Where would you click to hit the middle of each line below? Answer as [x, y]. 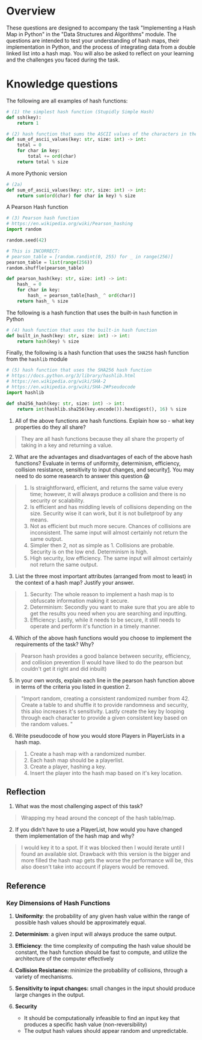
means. [39, 520]
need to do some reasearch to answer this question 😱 [82, 476]
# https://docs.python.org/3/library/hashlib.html [71, 376]
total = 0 [29, 145]
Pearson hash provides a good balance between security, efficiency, [106, 656]
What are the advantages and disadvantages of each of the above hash [103, 456]
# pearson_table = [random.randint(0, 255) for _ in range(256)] [90, 257]
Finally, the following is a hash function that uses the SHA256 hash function [98, 353]
